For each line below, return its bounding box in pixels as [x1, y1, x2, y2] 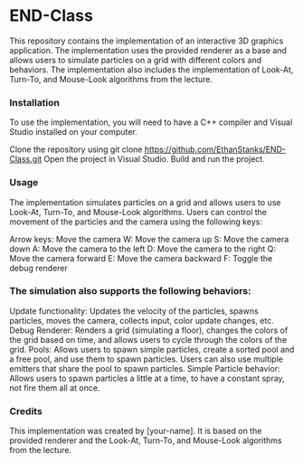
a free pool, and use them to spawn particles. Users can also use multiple [9, 354, 283, 364]
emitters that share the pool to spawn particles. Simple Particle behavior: [9, 363, 280, 373]
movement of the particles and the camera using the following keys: [9, 216, 262, 227]
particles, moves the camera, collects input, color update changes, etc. [9, 315, 274, 326]
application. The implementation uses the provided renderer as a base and [9, 44, 288, 55]
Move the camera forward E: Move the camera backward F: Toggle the [9, 252, 273, 263]
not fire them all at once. [9, 382, 100, 393]
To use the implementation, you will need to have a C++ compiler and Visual [9, 117, 293, 128]
